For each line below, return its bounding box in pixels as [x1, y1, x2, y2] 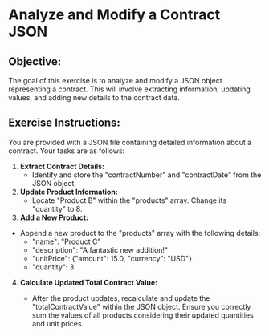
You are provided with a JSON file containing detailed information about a [8, 137, 252, 147]
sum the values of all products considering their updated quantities [31, 310, 255, 320]
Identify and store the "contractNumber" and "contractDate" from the [31, 170, 262, 180]
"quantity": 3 [31, 262, 75, 272]
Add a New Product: [19, 213, 88, 222]
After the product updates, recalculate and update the [31, 293, 210, 302]
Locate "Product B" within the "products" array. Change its [31, 195, 227, 205]
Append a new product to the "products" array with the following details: [19, 228, 261, 237]
